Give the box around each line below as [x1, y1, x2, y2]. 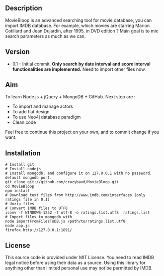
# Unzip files [5, 202, 35, 207]
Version [5, 47, 30, 56]
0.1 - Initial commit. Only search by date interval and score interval [12, 61, 151, 67]
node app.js [5, 223, 30, 229]
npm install [5, 188, 30, 194]
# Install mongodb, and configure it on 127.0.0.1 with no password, [5, 171, 153, 176]
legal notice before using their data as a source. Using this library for [5, 260, 146, 266]
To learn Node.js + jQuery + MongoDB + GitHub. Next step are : [5, 94, 136, 100]
